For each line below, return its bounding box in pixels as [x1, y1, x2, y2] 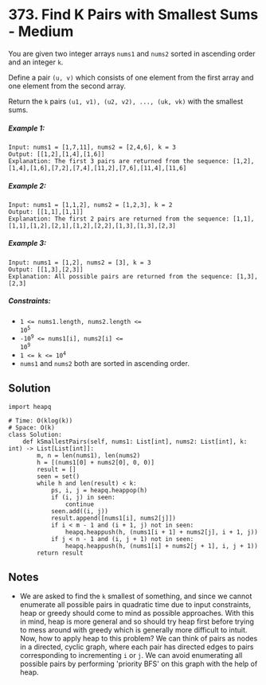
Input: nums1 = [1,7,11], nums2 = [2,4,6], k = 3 [8, 143, 177, 151]
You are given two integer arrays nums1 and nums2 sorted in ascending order [8, 49, 256, 58]
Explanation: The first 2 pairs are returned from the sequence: [8, 215, 229, 223]
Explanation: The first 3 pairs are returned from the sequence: [8, 157, 229, 165]
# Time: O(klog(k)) [8, 416, 73, 425]
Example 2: [8, 181, 46, 190]
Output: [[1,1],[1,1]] [8, 208, 84, 216]
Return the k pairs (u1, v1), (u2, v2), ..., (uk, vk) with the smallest [8, 96, 244, 106]
